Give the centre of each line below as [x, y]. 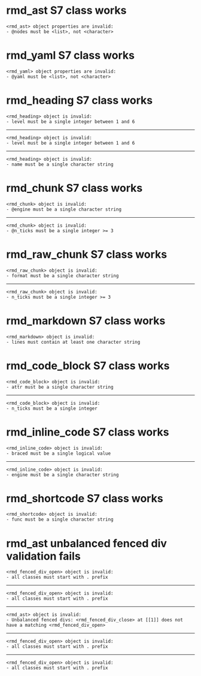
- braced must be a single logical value [59, 453]
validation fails [43, 556]
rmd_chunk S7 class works [74, 188]
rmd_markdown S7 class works [86, 321]
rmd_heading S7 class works [80, 100]
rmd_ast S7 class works [66, 10]
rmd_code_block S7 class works [88, 366]
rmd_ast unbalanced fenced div [87, 543]
